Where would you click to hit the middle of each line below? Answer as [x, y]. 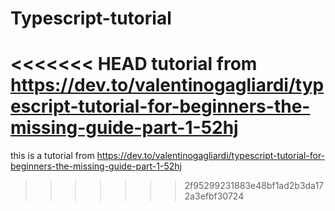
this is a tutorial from [52, 156]
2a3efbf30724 [214, 196]
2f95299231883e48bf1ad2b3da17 [254, 186]
